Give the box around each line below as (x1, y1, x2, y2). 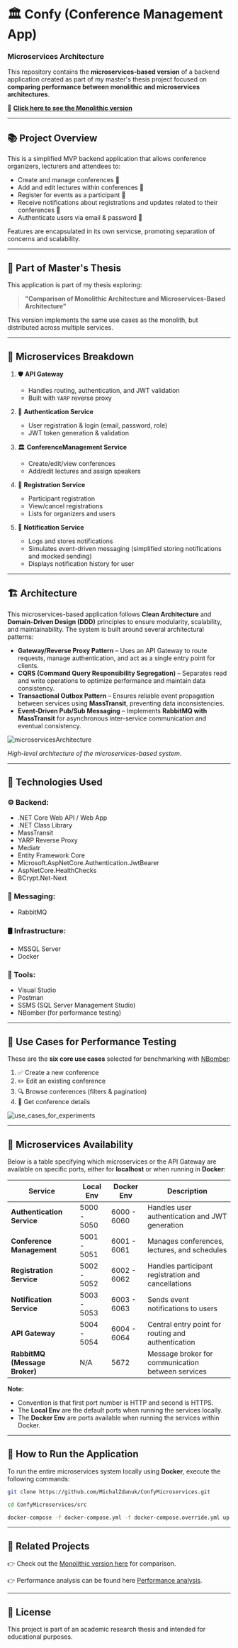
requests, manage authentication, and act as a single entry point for (17, 654, 216, 662)
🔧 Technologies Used (7, 776, 103, 789)
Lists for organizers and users (28, 509, 115, 518)
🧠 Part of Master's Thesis (7, 262, 122, 274)
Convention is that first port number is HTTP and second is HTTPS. (17, 1398, 214, 1407)
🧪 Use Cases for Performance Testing (7, 1035, 177, 1047)
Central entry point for (147, 1319, 222, 1329)
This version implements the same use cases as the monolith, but (7, 316, 198, 324)
